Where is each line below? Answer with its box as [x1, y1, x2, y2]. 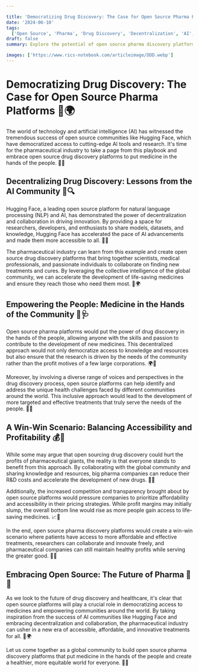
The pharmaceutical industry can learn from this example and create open [6, 248, 188, 255]
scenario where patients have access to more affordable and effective [6, 533, 177, 540]
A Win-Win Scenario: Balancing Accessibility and [6, 422, 192, 432]
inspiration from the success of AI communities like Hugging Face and [6, 613, 178, 620]
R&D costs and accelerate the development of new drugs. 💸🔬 [6, 476, 155, 483]
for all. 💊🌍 [6, 633, 32, 640]
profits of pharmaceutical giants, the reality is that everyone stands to [6, 457, 176, 464]
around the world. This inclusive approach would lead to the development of [6, 393, 192, 400]
